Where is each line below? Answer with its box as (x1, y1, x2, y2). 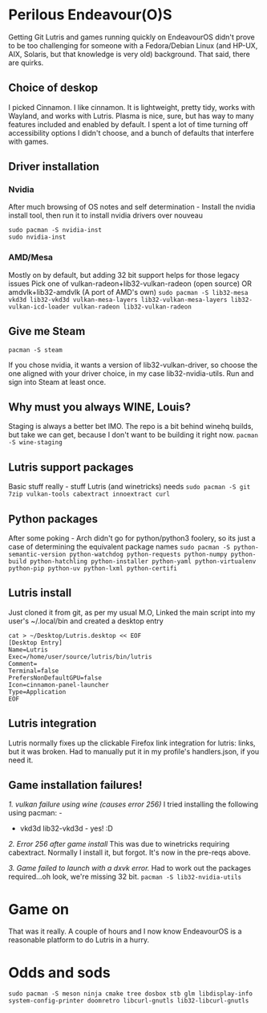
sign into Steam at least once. (8, 377, 107, 386)
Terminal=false (8, 667, 59, 675)
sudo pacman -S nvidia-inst (8, 227, 103, 235)
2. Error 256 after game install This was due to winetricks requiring (8, 839, 230, 849)
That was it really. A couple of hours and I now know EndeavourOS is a (8, 926, 242, 937)
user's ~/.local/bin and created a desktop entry (8, 616, 164, 626)
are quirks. (8, 58, 44, 67)
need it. (8, 755, 34, 765)
